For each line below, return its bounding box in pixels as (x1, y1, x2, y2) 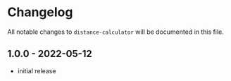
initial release (17, 66, 56, 75)
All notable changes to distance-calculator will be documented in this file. (7, 27, 224, 36)
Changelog (7, 4, 73, 20)
